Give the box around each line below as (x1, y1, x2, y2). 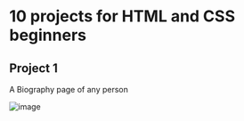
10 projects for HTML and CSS (9, 6, 236, 27)
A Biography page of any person (9, 85, 129, 94)
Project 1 (9, 60, 58, 76)
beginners (9, 25, 87, 45)
